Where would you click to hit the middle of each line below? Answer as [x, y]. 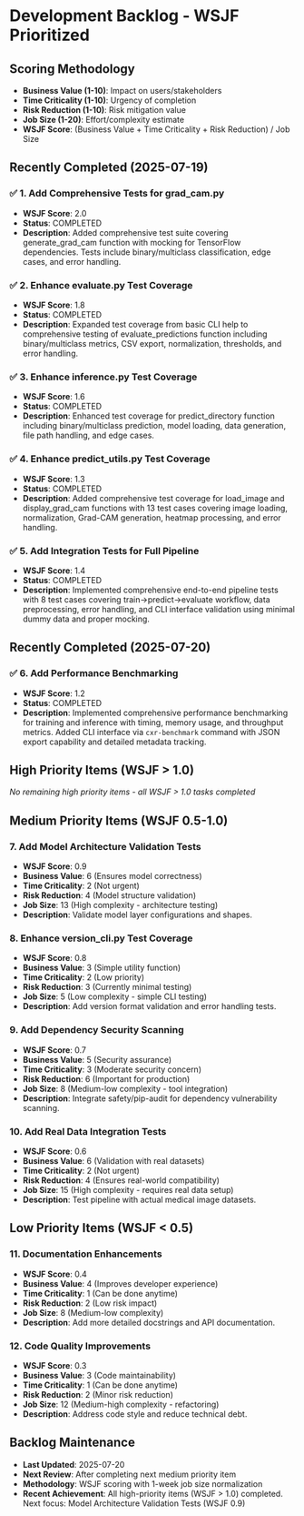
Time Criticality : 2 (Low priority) [83, 977]
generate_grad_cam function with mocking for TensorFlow [132, 242]
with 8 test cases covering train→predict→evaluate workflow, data [146, 599]
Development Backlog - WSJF [124, 16]
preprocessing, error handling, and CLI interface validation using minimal [158, 609]
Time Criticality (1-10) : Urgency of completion [109, 100]
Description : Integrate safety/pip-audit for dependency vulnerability [150, 1098]
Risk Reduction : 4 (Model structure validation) [109, 895]
